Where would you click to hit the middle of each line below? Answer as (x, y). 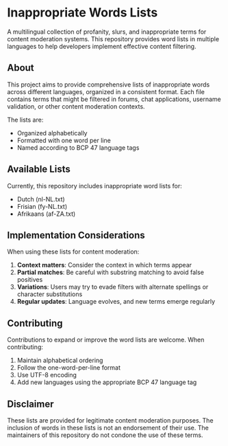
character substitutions (50, 294)
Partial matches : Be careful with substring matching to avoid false (110, 272)
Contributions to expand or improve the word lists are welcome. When (106, 340)
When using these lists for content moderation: (73, 252)
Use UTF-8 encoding (47, 375)
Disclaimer (30, 404)
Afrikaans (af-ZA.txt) (46, 214)
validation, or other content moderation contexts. (76, 106)
